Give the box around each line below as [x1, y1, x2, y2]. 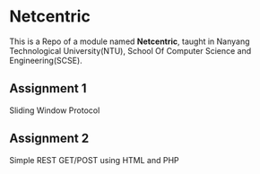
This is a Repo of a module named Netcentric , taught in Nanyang [9, 36, 250, 47]
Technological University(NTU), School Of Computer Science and [9, 45, 252, 56]
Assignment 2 [9, 131, 90, 146]
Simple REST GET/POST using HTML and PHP [9, 154, 179, 165]
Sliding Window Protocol [9, 105, 100, 116]
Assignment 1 [9, 81, 87, 96]
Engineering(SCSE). [9, 55, 82, 65]
